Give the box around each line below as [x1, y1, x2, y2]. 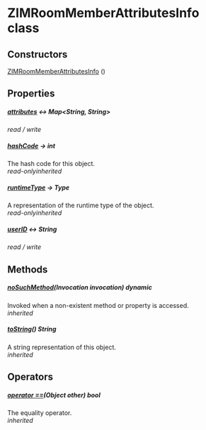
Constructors [7, 48, 68, 60]
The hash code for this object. [7, 160, 96, 168]
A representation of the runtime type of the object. [7, 201, 154, 210]
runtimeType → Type [7, 183, 70, 192]
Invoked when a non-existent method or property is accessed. [7, 301, 189, 309]
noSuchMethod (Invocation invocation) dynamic [7, 283, 152, 292]
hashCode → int [7, 141, 55, 150]
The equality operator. [7, 408, 72, 417]
